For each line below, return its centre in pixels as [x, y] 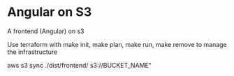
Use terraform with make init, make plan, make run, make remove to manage [117, 44]
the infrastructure [32, 52]
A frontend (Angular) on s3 [46, 31]
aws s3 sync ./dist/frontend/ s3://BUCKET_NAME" [80, 65]
